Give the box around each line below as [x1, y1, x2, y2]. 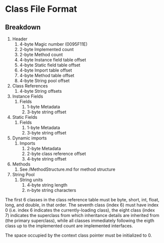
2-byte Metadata [27, 146, 61, 151]
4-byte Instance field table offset [19, 57, 86, 62]
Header [12, 36, 28, 42]
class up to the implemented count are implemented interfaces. [5, 223, 134, 229]
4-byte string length [27, 182, 68, 188]
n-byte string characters [27, 188, 77, 193]
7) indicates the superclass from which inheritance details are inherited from [5, 213, 160, 218]
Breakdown [5, 23, 41, 31]
